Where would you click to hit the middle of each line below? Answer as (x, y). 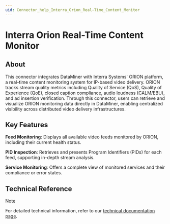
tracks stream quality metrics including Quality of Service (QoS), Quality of (83, 87)
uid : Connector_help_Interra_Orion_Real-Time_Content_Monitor (73, 10)
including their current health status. (43, 142)
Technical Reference (39, 189)
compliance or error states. (34, 173)
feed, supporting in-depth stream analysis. (50, 158)
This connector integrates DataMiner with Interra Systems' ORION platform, (84, 77)
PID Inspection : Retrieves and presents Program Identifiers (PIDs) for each (83, 152)
